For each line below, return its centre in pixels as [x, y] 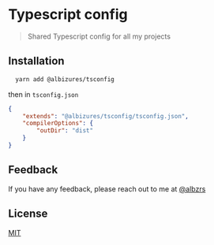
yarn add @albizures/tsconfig [65, 79]
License [28, 214]
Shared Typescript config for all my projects [99, 36]
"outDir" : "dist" [65, 131]
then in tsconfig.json [43, 94]
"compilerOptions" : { [58, 124]
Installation [36, 61]
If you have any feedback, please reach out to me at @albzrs [107, 189]
